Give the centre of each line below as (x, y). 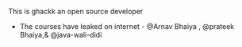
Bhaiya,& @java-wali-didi (61, 35)
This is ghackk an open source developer (76, 11)
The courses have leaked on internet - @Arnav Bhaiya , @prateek (127, 26)
